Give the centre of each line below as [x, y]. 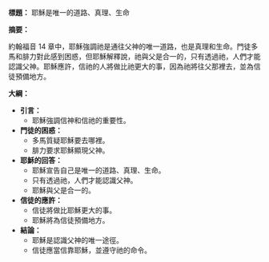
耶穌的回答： [41, 160]
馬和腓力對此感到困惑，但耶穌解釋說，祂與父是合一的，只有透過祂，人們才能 [134, 56]
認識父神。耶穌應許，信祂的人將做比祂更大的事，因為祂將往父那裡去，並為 [131, 66]
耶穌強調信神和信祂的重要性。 [81, 120]
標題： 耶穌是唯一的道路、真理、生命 [69, 12]
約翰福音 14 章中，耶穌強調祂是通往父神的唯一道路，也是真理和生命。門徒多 [133, 46]
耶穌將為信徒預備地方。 [70, 220]
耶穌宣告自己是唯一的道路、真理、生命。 [98, 170]
